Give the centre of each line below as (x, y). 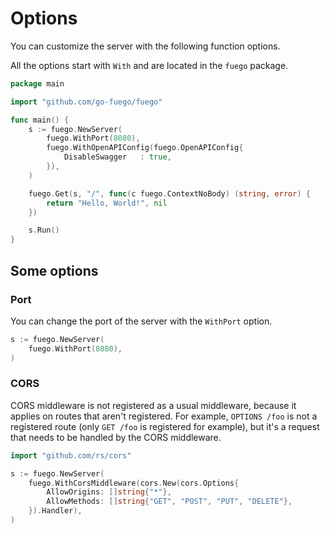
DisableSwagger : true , (117, 157)
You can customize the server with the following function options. (145, 46)
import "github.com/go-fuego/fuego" (86, 102)
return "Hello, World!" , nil (107, 203)
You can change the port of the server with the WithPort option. (141, 321)
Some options (54, 270)
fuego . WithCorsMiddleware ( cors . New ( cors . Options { (134, 483)
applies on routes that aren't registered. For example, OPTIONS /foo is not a (164, 416)
